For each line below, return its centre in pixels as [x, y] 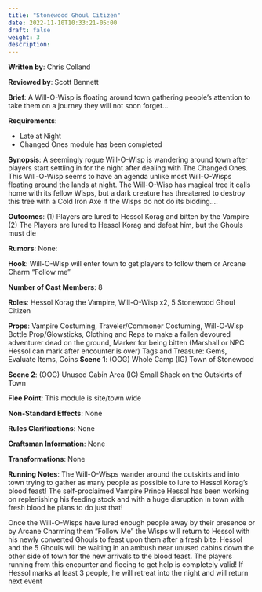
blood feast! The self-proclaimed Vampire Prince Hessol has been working [129, 491]
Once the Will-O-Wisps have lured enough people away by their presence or [132, 523]
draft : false [29, 30]
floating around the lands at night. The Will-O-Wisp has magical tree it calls [129, 185]
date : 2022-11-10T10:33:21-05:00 [63, 23]
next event [25, 581]
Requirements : [33, 121]
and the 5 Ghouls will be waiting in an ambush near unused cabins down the [131, 548]
